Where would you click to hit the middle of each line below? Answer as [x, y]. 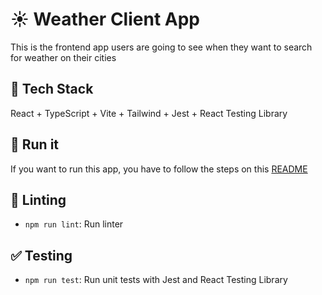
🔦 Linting [38, 199]
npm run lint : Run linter [74, 224]
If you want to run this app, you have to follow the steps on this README [159, 169]
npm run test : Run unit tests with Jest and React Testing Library [156, 280]
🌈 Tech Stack [52, 89]
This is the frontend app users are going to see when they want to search [161, 47]
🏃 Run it [35, 144]
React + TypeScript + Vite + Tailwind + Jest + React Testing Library [149, 113]
